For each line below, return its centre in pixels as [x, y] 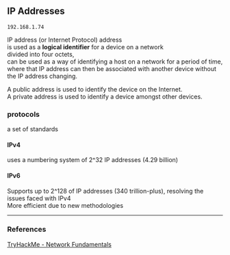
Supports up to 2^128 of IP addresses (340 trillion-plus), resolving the [105, 191]
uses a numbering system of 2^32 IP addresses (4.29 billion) [93, 160]
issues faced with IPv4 [39, 198]
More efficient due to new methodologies [65, 205]
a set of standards [33, 129]
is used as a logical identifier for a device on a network [86, 46]
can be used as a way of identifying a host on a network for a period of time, [115, 62]
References [27, 230]
